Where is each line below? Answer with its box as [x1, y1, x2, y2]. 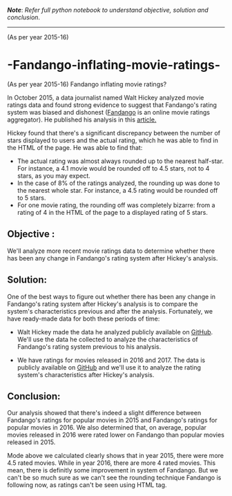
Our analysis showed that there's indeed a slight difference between [7, 409, 202, 417]
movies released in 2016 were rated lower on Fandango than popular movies [7, 431, 224, 439]
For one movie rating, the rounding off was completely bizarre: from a [17, 200, 215, 209]
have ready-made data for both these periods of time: [7, 314, 160, 323]
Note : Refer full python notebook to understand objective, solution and [7, 6, 209, 14]
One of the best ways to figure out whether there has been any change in [7, 292, 216, 301]
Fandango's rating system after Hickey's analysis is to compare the [7, 300, 198, 308]
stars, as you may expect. [17, 171, 91, 180]
